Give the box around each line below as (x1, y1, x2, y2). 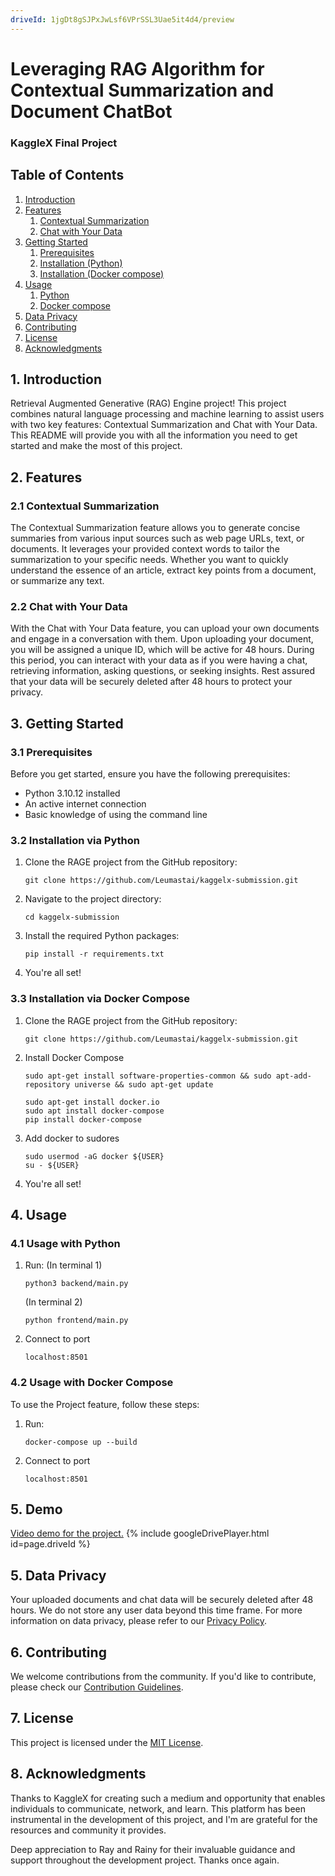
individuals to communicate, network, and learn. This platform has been (10, 1802, 306, 1815)
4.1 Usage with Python (10, 1236, 121, 1250)
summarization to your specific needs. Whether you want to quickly (10, 554, 289, 566)
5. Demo (10, 1501, 63, 1518)
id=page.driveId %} (10, 1538, 91, 1550)
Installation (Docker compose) (39, 267, 165, 280)
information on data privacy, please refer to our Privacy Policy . (10, 1615, 268, 1627)
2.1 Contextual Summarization (10, 499, 160, 513)
